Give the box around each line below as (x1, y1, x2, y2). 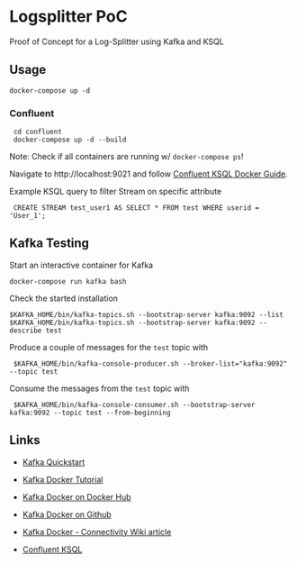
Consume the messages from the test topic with (9, 383, 190, 394)
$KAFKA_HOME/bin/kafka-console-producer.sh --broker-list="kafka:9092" (13, 359, 288, 368)
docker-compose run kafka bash (9, 277, 127, 286)
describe (9, 326, 42, 335)
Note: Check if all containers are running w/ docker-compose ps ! (9, 151, 244, 162)
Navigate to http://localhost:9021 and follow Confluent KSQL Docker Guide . (9, 168, 288, 179)
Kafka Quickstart (22, 457, 85, 468)
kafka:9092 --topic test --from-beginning (9, 408, 171, 417)
